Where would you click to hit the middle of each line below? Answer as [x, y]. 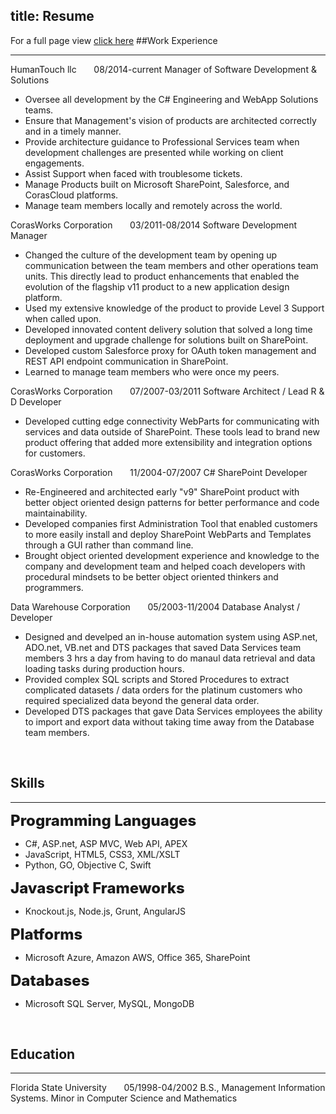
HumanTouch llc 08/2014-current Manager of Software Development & [163, 69]
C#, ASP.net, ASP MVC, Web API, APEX [106, 843]
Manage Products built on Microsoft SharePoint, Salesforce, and [157, 184]
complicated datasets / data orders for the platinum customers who [163, 690]
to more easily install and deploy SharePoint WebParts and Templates [168, 534]
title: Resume [52, 16]
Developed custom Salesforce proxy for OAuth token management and [170, 350]
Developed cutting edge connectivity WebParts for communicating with [172, 421]
